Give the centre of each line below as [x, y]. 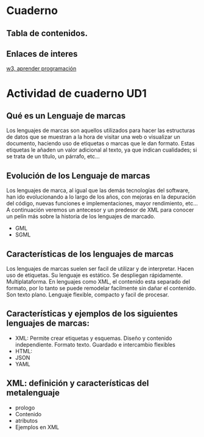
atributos [26, 420]
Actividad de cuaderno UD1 [77, 93]
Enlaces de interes [42, 53]
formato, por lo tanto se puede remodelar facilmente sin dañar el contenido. [101, 288]
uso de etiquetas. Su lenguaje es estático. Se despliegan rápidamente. [95, 275]
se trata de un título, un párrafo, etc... [53, 156]
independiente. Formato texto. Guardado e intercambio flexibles [95, 344]
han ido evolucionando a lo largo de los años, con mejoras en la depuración [101, 197]
